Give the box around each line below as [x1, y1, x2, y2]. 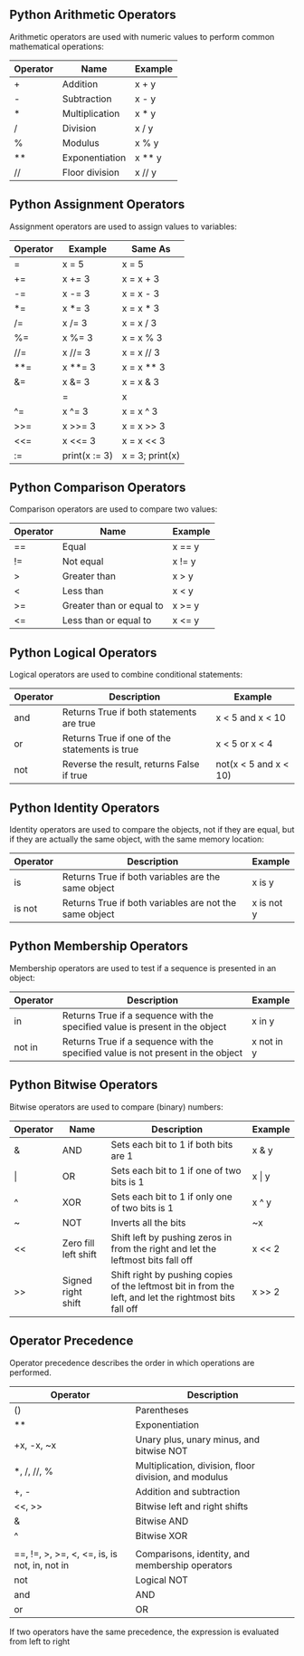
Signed [62, 1274, 93, 1286]
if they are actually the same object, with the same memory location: [9, 833, 264, 845]
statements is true [62, 743, 138, 756]
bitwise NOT [135, 1444, 188, 1457]
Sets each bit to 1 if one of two [110, 1164, 242, 1177]
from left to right [9, 1635, 71, 1647]
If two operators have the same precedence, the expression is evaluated [9, 1626, 280, 1637]
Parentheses [135, 1403, 189, 1416]
